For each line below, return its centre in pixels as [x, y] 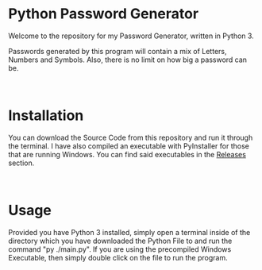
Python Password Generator [104, 14]
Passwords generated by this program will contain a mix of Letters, [118, 51]
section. [21, 163]
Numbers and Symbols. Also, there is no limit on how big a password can [128, 60]
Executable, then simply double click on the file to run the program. [118, 257]
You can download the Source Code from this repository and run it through [131, 137]
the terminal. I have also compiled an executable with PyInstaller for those [129, 146]
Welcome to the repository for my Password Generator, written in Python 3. [131, 36]
